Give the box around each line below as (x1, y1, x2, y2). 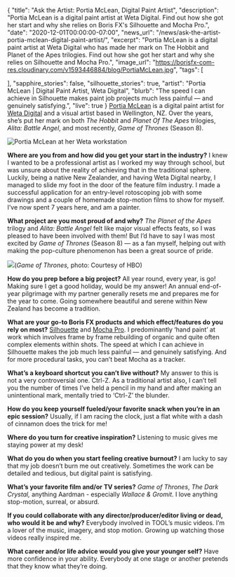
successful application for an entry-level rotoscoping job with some (7, 189, 202, 196)
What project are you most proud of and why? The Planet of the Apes (7, 217, 212, 225)
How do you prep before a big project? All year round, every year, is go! (7, 275, 216, 283)
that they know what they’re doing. (7, 562, 107, 570)
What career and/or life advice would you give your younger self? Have (7, 547, 219, 555)
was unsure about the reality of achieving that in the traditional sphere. (7, 166, 212, 174)
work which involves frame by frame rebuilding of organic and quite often (7, 333, 220, 341)
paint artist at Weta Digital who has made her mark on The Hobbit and (7, 43, 209, 51)
